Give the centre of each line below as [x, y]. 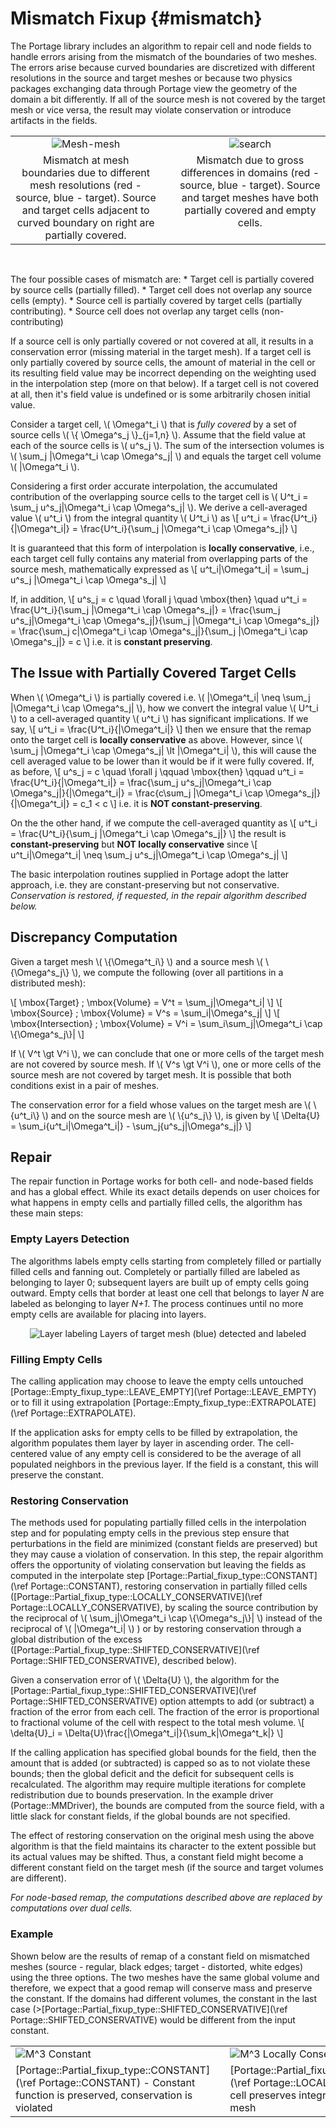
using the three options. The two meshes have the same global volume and [165, 1977]
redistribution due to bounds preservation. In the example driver [142, 1795]
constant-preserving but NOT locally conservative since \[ [134, 844]
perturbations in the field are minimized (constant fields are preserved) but [164, 1544]
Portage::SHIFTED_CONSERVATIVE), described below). [124, 1661]
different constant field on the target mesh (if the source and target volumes [167, 1868]
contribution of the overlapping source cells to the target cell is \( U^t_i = [159, 496]
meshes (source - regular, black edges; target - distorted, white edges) [157, 1966]
